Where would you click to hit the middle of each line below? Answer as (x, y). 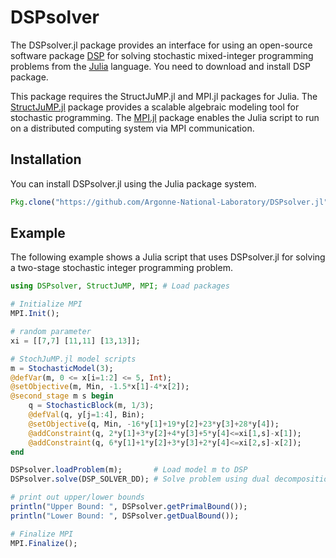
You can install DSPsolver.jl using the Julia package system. (133, 183)
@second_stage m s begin (62, 396)
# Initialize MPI (46, 304)
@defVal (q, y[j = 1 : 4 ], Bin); (86, 415)
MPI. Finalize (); (44, 543)
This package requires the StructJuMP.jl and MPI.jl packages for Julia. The (164, 96)
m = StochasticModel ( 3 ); (62, 368)
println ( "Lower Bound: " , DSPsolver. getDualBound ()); (125, 516)
